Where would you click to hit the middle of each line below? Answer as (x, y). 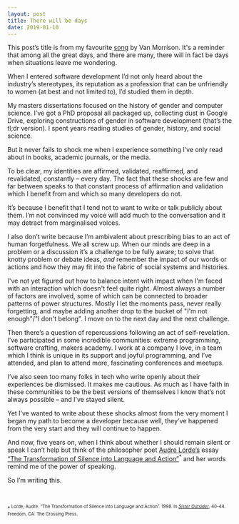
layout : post (27, 14)
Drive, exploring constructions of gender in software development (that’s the (120, 121)
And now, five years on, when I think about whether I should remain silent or (119, 443)
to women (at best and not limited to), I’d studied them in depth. (101, 92)
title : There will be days (47, 21)
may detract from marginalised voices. (64, 223)
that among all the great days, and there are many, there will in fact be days (118, 55)
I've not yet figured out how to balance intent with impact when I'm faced (115, 281)
